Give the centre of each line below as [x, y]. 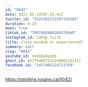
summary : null [20, 47]
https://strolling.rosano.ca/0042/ [39, 80]
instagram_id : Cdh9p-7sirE [33, 38]
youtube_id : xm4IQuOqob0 [31, 56]
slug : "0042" [19, 51]
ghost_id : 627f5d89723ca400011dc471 [43, 61]
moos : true [16, 28]
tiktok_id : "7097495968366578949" [41, 33]
